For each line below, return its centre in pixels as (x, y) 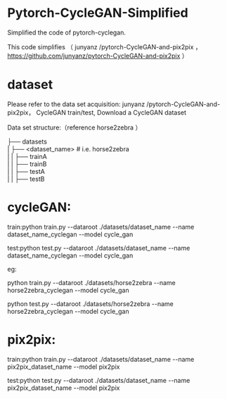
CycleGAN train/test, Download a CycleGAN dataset (111, 112)
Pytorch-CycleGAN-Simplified (98, 13)
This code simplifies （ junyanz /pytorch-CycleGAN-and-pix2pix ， (104, 46)
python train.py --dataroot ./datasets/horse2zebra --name (91, 282)
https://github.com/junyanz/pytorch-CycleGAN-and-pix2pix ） (98, 56)
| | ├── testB (26, 179)
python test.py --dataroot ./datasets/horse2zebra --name (90, 303)
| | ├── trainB (27, 164)
